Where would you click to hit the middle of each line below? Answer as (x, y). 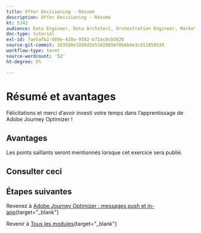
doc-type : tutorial (31, 34)
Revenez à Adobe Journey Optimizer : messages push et (76, 206)
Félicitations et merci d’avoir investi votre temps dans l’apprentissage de (95, 113)
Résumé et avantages (61, 96)
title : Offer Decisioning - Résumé (51, 12)
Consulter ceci (34, 171)
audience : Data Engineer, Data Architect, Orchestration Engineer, (92, 28)
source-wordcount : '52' (36, 56)
